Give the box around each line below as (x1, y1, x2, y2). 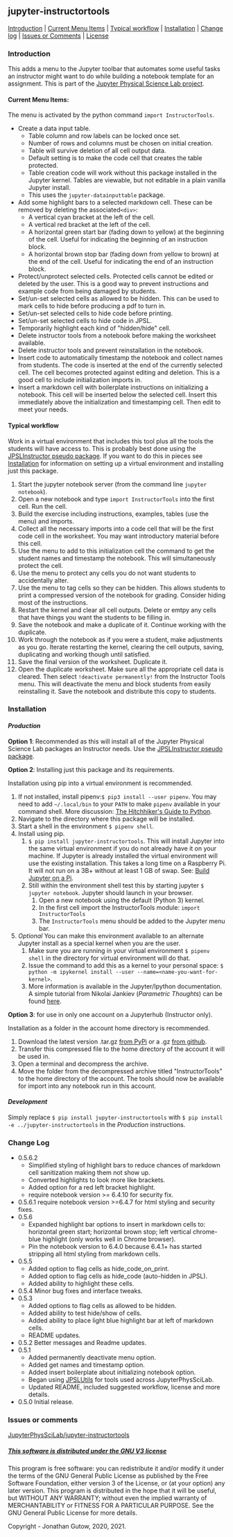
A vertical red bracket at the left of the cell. (28, 221, 151, 229)
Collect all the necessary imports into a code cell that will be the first (17, 524, 214, 533)
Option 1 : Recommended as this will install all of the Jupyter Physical (8, 737, 204, 746)
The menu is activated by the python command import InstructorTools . (8, 111, 214, 119)
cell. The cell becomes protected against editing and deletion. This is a (17, 368, 221, 377)
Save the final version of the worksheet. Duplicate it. (17, 657, 168, 665)
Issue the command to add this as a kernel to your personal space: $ (28, 961, 224, 970)
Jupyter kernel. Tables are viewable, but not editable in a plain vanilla (28, 176, 226, 184)
